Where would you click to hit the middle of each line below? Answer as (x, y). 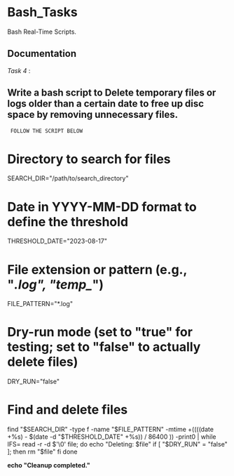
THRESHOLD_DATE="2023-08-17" (57, 241)
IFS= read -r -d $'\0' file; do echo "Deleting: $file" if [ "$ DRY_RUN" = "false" (117, 444)
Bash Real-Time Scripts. (42, 32)
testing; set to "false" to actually (104, 347)
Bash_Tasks (43, 12)
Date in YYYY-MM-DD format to (102, 207)
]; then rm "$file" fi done (42, 452)
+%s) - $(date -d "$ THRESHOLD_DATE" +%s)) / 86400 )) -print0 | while (112, 437)
